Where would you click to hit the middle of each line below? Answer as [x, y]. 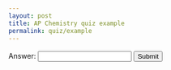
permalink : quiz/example [50, 31]
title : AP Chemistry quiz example [67, 23]
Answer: [22, 56]
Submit [148, 57]
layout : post [30, 16]
